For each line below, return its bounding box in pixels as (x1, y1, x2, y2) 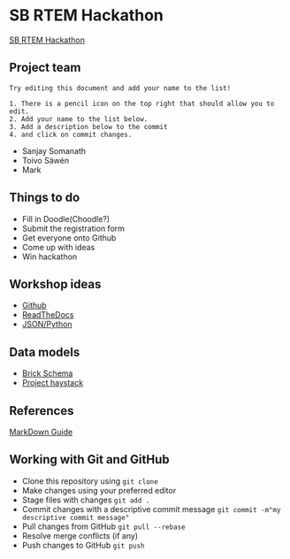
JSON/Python (21, 319, 72, 330)
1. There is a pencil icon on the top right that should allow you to (9, 99, 275, 108)
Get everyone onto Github (21, 232, 117, 243)
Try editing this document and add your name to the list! (9, 83, 232, 93)
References (9, 403, 74, 418)
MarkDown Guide (9, 426, 73, 437)
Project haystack (21, 378, 84, 388)
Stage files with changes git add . (21, 494, 150, 505)
